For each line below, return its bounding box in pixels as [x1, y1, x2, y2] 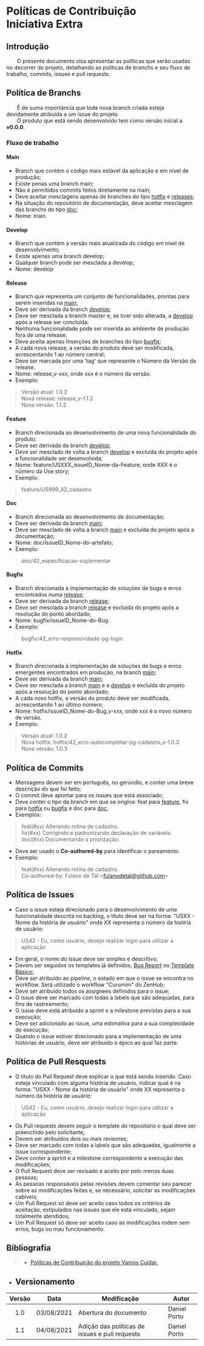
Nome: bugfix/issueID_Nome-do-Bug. [15, 616, 110, 624]
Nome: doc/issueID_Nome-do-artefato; [15, 539, 114, 546]
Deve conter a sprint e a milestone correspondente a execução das [15, 1154, 183, 1161]
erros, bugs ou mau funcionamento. [15, 1225, 105, 1232]
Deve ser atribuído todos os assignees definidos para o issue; [15, 987, 170, 994]
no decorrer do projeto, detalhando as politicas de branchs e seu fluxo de [6, 64, 191, 71]
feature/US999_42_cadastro [21, 486, 92, 493]
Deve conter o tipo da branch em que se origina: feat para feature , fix [15, 798, 189, 805]
